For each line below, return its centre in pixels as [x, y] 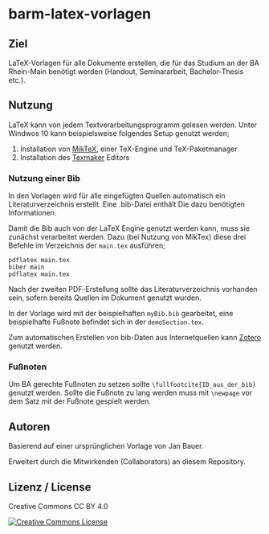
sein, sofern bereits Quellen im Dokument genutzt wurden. [105, 298]
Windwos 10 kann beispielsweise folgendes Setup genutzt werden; [119, 133]
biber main [26, 267]
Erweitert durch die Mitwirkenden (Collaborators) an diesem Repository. [127, 462]
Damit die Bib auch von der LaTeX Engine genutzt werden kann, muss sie [129, 228]
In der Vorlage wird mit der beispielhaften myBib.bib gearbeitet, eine [121, 314]
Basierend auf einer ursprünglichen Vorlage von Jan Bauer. [106, 446]
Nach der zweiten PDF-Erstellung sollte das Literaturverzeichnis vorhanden [133, 290]
